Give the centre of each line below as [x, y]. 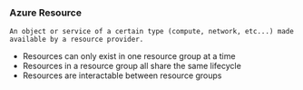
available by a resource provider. [77, 40]
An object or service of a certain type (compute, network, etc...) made [152, 32]
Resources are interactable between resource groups [122, 75]
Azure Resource [45, 13]
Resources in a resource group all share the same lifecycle [132, 66]
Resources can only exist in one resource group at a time [129, 56]
